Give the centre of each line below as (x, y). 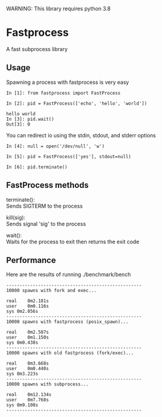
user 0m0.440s (28, 369)
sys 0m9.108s (22, 405)
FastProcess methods (47, 185)
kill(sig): (16, 217)
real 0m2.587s (28, 333)
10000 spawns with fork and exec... (51, 291)
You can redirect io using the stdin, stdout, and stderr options (81, 135)
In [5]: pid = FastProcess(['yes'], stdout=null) (69, 156)
